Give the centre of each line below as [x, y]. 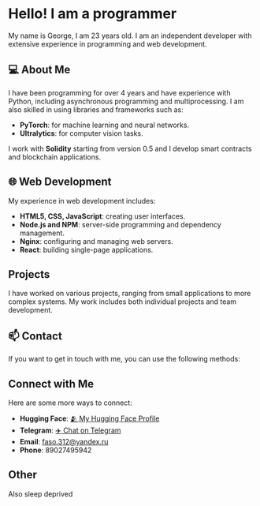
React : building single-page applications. [86, 249]
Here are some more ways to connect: [70, 403]
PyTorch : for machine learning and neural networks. [104, 125]
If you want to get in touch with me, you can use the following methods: [124, 359]
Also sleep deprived [41, 493]
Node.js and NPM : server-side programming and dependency [121, 224]
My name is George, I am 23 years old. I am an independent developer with [130, 36]
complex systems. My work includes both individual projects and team [123, 302]
